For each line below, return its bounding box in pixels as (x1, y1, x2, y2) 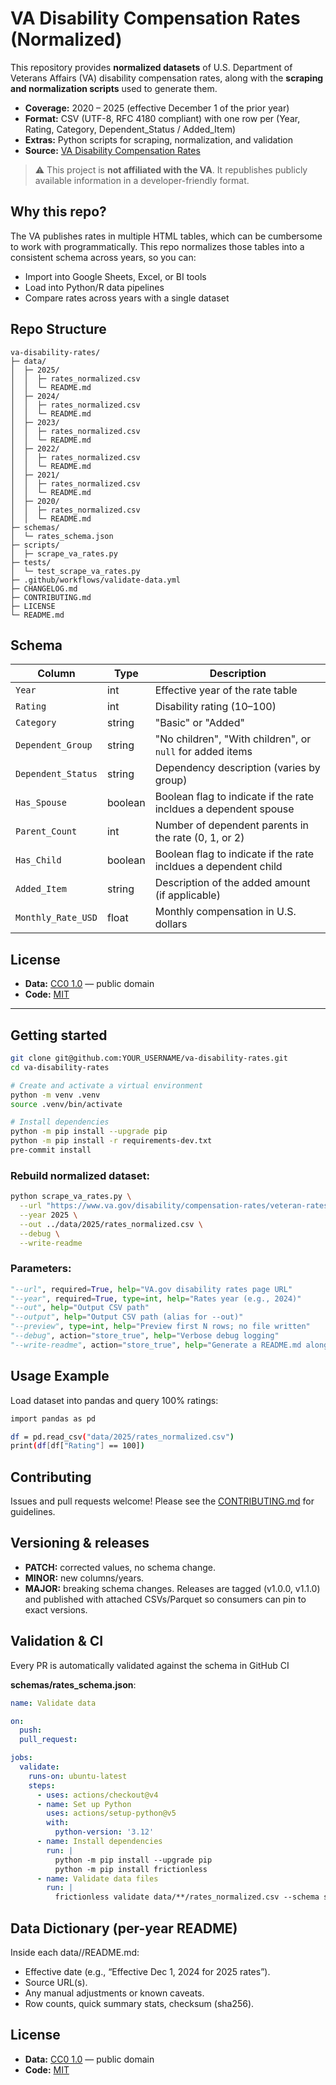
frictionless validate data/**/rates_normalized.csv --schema (54, 1892, 320, 1902)
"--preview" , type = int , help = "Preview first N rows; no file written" (10, 1322, 311, 1332)
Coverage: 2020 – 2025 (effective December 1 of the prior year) (24, 102, 290, 114)
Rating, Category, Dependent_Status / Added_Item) (24, 123, 237, 135)
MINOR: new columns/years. (24, 1572, 145, 1584)
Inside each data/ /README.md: (10, 1947, 140, 1959)
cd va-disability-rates (10, 1062, 110, 1072)
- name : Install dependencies (36, 1837, 163, 1847)
